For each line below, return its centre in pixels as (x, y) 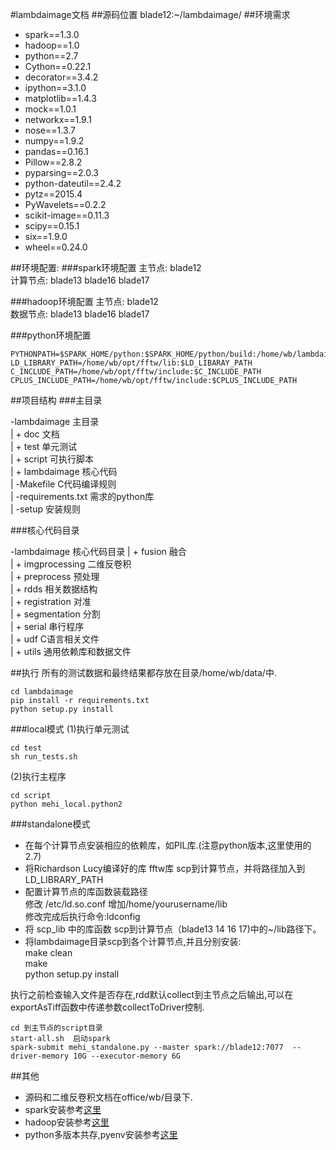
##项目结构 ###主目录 (56, 400)
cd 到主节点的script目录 (56, 1028)
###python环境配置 (51, 335)
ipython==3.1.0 (55, 87)
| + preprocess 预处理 (55, 576)
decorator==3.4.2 (61, 77)
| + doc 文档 (35, 434)
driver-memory (40, 1056)
